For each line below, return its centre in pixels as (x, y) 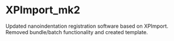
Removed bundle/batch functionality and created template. (77, 32)
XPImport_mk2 (43, 10)
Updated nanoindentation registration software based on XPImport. (87, 26)
